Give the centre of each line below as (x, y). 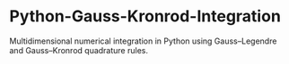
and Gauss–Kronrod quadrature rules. (79, 50)
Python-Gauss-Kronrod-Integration (145, 16)
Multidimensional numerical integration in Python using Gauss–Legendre (143, 41)
